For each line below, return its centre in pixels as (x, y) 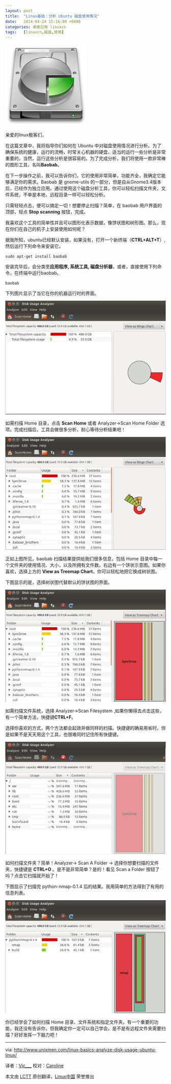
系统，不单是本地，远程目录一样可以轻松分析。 (59, 195)
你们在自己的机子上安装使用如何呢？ (47, 229)
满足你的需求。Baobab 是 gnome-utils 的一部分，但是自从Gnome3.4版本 (85, 182)
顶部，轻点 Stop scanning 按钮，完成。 (47, 212)
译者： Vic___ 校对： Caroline (34, 1066)
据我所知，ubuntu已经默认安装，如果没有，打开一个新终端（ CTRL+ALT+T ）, (85, 240)
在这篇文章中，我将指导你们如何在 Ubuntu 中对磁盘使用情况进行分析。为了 (83, 146)
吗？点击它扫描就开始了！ (32, 876)
